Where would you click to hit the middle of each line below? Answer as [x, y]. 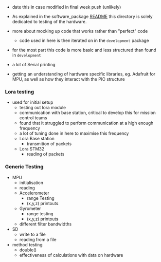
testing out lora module [43, 108]
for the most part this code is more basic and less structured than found [84, 50]
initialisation [31, 183]
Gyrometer [30, 208]
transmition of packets [49, 144]
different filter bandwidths [45, 224]
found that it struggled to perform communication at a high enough [86, 123]
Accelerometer [34, 193]
